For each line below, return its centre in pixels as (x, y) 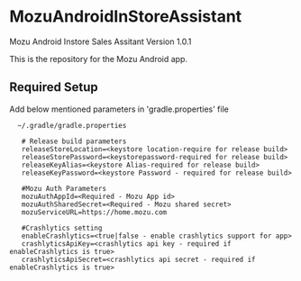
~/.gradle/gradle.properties (72, 125)
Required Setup (54, 87)
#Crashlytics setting (62, 228)
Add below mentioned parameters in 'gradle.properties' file (119, 109)
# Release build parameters (74, 141)
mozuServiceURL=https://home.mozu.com (94, 212)
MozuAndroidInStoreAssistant (126, 17)
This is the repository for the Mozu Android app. (98, 59)
